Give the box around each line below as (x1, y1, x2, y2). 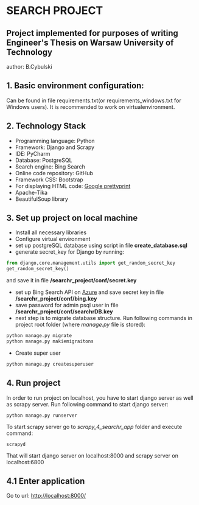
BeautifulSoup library (15, 195, 69, 203)
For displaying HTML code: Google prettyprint (15, 182, 131, 189)
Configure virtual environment (15, 235, 91, 243)
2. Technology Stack (6, 121, 86, 131)
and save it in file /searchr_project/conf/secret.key (6, 277, 137, 284)
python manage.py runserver (6, 412, 78, 419)
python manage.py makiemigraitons (6, 338, 94, 344)
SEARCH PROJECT (6, 4, 103, 18)
